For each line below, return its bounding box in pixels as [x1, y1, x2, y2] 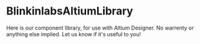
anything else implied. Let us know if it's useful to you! [6, 30, 142, 37]
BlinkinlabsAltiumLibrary [6, 4, 134, 18]
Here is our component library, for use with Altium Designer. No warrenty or [6, 24, 194, 31]
